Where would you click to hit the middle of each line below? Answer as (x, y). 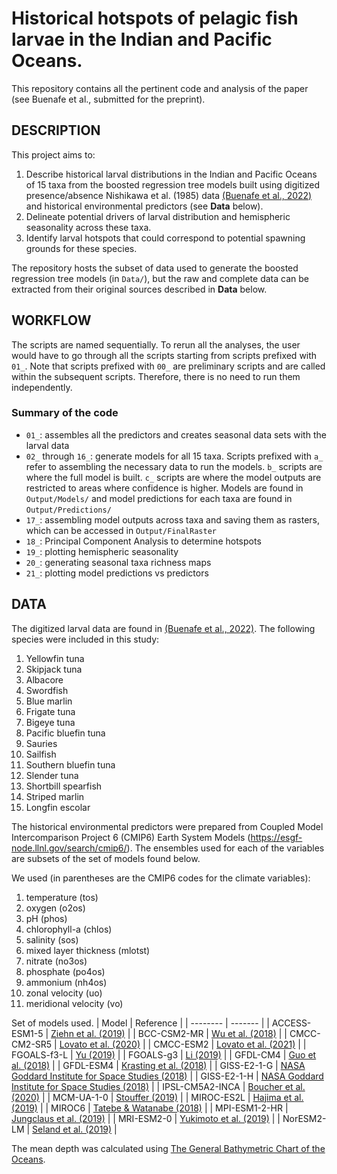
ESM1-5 (27, 1033)
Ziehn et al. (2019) (88, 1033)
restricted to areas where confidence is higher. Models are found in (164, 488)
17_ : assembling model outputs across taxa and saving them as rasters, (172, 519)
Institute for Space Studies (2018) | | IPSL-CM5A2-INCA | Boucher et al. (158, 1086)
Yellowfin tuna (55, 658)
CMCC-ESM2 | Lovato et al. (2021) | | (230, 1044)
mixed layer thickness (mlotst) (88, 950)
